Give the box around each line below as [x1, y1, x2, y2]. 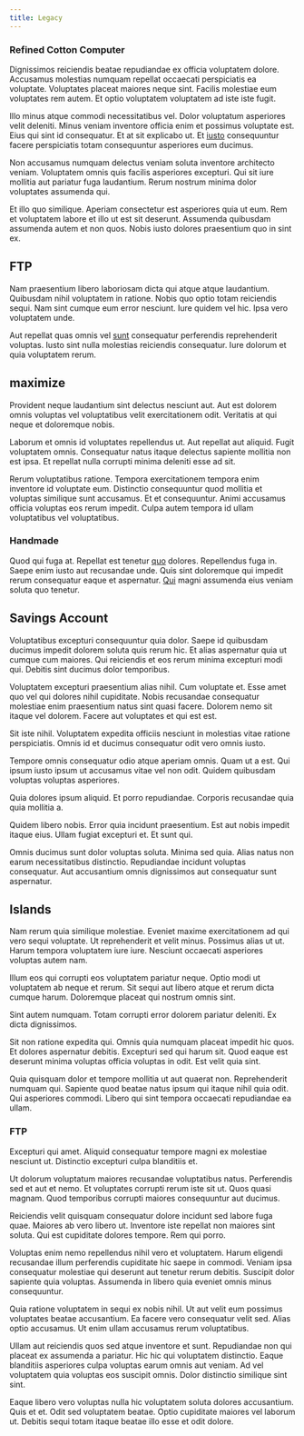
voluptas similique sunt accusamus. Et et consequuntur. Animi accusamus [9, 493, 286, 504]
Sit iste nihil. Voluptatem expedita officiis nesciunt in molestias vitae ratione [9, 728, 290, 739]
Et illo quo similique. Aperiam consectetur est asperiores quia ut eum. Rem [9, 204, 288, 214]
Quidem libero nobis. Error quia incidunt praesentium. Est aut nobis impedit [9, 819, 290, 830]
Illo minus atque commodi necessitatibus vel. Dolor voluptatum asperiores [9, 110, 286, 121]
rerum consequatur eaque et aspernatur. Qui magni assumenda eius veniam [9, 574, 293, 585]
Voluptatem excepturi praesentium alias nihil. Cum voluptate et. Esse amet [9, 681, 287, 692]
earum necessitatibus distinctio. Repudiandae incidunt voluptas [9, 856, 247, 867]
